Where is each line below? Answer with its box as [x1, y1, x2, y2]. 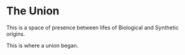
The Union [6, 4, 59, 18]
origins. [6, 30, 25, 37]
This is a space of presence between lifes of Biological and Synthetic [6, 24, 179, 31]
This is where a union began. [6, 42, 79, 49]
